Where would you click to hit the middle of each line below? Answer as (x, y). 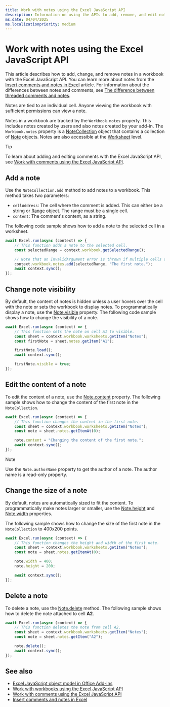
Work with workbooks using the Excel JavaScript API (68, 689)
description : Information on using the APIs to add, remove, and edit (81, 15)
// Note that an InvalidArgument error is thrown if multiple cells (88, 259)
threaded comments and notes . (38, 96)
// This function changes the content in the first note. (77, 422)
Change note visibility (40, 289)
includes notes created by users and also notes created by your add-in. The (84, 126)
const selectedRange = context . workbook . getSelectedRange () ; (80, 250)
